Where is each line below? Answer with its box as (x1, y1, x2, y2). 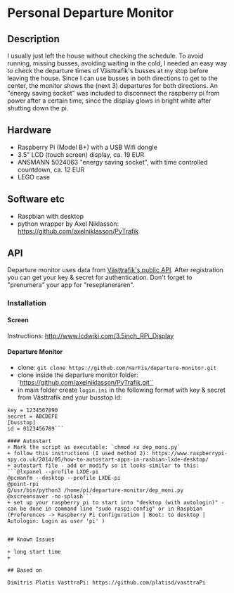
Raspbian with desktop (17, 212, 84, 220)
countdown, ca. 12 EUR (17, 165, 85, 174)
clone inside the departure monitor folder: (17, 371, 138, 379)
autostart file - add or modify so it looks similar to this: (13, 462, 200, 469)
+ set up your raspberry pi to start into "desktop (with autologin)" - (7, 499, 225, 506)
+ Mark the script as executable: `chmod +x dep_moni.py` (7, 443, 181, 451)
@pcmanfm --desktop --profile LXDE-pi (7, 474, 121, 481)
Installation (7, 298, 47, 308)
